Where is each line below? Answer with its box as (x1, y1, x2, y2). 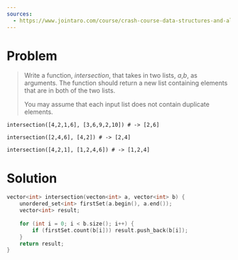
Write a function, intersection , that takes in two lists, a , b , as (23, 71, 198, 80)
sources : (6, 10, 33, 18)
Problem (6, 48, 58, 64)
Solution (6, 170, 58, 186)
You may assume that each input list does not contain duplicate (23, 100, 210, 109)
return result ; (19, 240, 65, 247)
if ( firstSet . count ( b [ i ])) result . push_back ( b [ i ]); (32, 227, 189, 234)
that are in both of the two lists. (23, 86, 116, 95)
